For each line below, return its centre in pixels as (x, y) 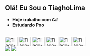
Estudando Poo (28, 25)
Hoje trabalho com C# (35, 19)
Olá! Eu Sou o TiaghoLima (45, 8)
